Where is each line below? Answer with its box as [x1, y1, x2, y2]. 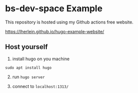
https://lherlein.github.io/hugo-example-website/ [5, 28, 104, 34]
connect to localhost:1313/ [12, 83, 69, 89]
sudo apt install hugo [5, 65, 52, 70]
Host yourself [5, 43, 48, 51]
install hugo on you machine [12, 56, 70, 62]
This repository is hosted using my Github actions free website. [5, 19, 134, 25]
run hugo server [12, 74, 45, 80]
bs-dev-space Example [5, 3, 103, 14]
